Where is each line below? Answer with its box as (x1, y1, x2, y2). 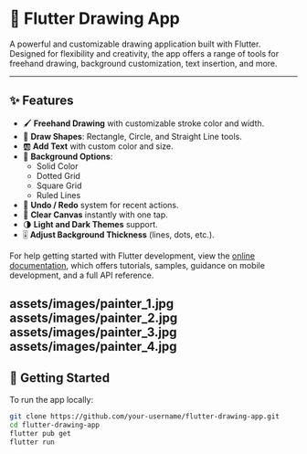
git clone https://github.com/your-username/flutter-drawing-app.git (9, 411, 281, 421)
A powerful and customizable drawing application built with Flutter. (9, 38, 261, 49)
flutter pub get (9, 428, 71, 438)
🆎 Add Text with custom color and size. (22, 141, 174, 152)
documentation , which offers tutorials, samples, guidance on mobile (9, 259, 265, 270)
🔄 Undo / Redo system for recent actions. (22, 199, 179, 210)
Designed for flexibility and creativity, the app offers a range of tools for (9, 48, 280, 58)
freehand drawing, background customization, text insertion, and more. (9, 58, 278, 69)
